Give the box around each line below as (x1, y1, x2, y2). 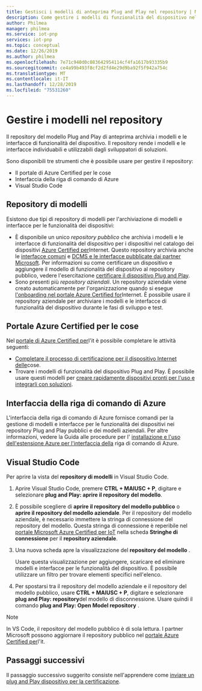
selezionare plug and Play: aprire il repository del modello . (14, 491, 162, 498)
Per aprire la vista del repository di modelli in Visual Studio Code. (6, 473, 169, 480)
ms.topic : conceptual (6, 43, 61, 49)
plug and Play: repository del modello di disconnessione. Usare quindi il (14, 595, 194, 603)
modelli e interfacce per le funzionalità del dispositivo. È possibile (14, 565, 177, 572)
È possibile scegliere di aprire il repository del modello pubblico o (14, 503, 180, 510)
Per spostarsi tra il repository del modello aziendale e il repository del (14, 583, 187, 590)
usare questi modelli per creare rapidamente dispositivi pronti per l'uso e (14, 374, 195, 382)
